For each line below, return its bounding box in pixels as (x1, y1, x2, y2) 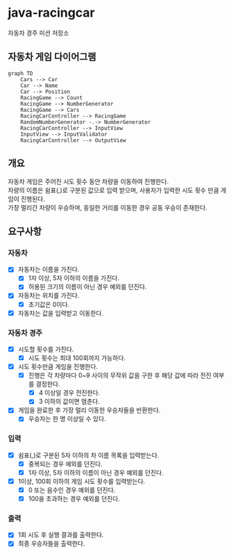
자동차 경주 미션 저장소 (8, 28, 69, 37)
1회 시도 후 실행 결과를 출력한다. (17, 530, 104, 539)
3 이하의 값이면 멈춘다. (38, 398, 100, 406)
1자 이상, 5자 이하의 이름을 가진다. (28, 274, 120, 282)
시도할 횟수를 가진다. (17, 345, 74, 353)
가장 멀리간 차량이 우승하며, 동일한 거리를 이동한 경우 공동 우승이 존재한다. (8, 203, 207, 211)
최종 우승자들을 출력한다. (17, 539, 85, 548)
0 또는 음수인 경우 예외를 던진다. (28, 485, 116, 494)
